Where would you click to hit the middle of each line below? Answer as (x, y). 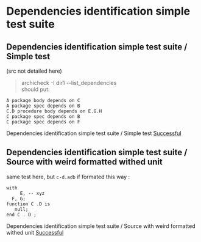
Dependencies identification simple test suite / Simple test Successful (94, 133)
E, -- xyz (32, 193)
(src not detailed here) (34, 71)
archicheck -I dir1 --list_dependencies (69, 83)
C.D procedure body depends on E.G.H (54, 111)
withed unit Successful (35, 232)
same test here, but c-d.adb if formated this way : (68, 177)
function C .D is (28, 204)
